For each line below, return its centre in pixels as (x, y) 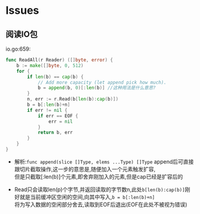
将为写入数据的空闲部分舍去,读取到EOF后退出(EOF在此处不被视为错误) (101, 204)
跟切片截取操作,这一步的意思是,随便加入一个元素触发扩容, (85, 169)
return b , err (55, 133)
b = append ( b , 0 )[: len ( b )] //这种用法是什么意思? (97, 88)
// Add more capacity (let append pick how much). (102, 82)
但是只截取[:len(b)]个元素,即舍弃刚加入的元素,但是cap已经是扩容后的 (99, 176)
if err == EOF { (58, 116)
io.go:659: (18, 49)
